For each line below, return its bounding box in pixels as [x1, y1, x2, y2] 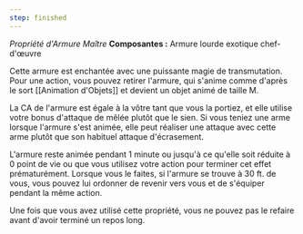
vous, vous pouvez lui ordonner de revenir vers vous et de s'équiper [9, 178, 266, 189]
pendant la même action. [9, 187, 103, 198]
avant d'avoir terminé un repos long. [9, 214, 146, 225]
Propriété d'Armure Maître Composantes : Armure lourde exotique [9, 38, 259, 49]
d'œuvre [9, 47, 42, 59]
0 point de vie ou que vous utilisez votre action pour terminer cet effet [9, 158, 272, 169]
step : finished [9, 13, 67, 23]
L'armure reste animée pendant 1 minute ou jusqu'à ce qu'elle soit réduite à [9, 149, 291, 160]
